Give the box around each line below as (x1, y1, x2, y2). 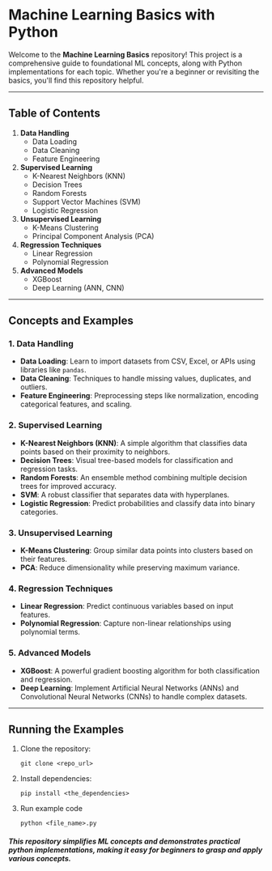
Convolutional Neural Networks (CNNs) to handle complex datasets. (19, 691, 248, 701)
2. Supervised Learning (8, 419, 103, 431)
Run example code (19, 804, 83, 814)
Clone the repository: (19, 744, 91, 754)
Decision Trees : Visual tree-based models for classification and (19, 455, 233, 465)
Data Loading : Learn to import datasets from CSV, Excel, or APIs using (19, 356, 256, 366)
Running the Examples (8, 723, 124, 737)
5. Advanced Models (8, 648, 91, 659)
